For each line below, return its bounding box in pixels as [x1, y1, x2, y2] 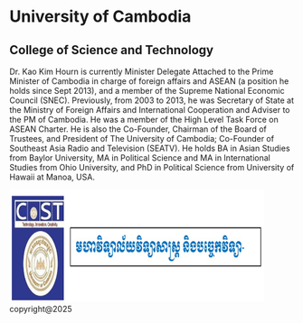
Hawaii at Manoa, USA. [9, 171, 95, 182]
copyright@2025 [9, 304, 72, 314]
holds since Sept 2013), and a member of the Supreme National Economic [9, 86, 285, 96]
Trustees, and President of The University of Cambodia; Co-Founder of [9, 134, 274, 143]
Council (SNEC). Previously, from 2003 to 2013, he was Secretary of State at [9, 95, 295, 106]
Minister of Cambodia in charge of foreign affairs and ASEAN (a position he [9, 76, 289, 87]
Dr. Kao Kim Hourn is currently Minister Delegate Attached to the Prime [9, 66, 274, 77]
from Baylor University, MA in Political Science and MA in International [9, 152, 271, 163]
